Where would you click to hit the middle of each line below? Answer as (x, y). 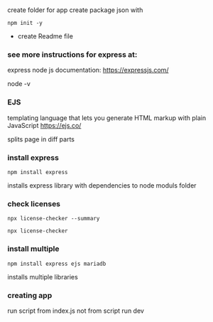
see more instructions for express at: (72, 55)
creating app (30, 295)
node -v (19, 84)
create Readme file (45, 36)
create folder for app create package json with (75, 10)
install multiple (33, 249)
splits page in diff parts (41, 139)
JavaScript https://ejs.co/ (44, 125)
